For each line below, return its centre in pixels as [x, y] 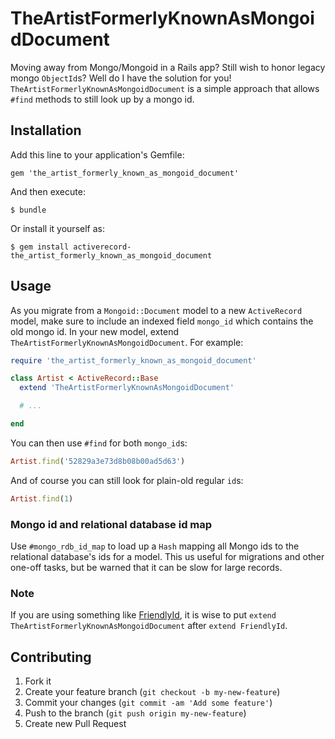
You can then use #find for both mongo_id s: [99, 443]
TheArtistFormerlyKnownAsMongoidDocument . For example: [127, 342]
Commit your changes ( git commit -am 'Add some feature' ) [148, 703]
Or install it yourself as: [57, 228]
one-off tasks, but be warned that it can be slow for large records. [146, 567]
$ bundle [28, 210]
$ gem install [40, 247]
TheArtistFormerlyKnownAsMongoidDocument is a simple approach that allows [165, 88]
